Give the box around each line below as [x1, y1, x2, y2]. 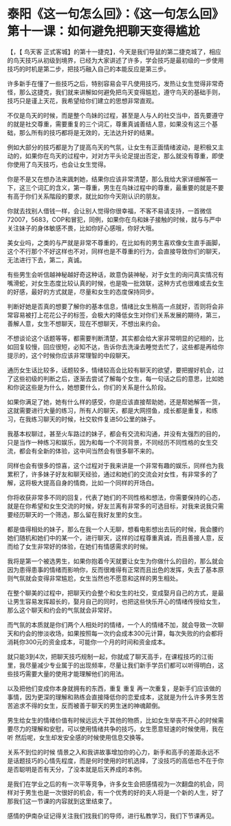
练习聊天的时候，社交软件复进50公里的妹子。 [30, 414, 159, 423]
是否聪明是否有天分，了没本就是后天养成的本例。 [7, 765, 146, 773]
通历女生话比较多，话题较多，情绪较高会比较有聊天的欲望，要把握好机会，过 [7, 366, 224, 374]
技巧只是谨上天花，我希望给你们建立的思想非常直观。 [7, 96, 158, 105]
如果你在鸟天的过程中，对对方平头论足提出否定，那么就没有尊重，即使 [25, 151, 224, 160]
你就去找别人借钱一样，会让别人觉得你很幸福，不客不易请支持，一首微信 [7, 206, 212, 215]
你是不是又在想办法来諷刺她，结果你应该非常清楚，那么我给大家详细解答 [7, 175, 212, 183]
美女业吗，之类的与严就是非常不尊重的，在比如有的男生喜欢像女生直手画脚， [7, 238, 224, 246]
